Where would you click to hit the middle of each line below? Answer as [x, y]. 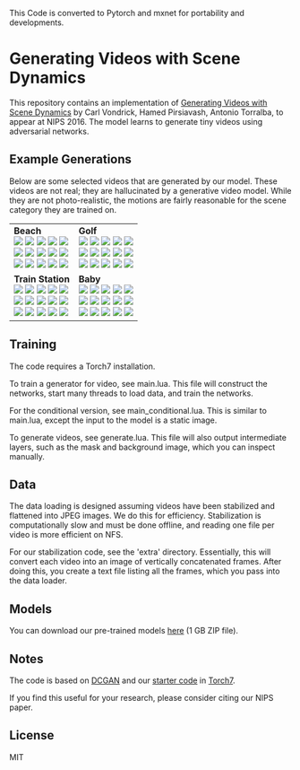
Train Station [42, 279]
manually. [27, 456]
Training [33, 345]
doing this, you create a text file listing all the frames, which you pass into [145, 571]
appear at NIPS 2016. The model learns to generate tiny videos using [136, 121]
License [32, 735]
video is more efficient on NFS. [66, 535]
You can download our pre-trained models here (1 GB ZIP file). [124, 631]
